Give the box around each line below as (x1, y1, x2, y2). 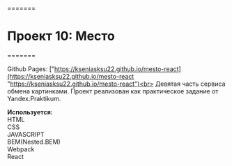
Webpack (7, 144, 35, 153)
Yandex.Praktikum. (7, 94, 61, 103)
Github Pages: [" (7, 64, 55, 73)
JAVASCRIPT (7, 130, 45, 138)
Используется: (7, 107, 54, 116)
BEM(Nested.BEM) (7, 137, 61, 146)
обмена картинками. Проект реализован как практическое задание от (7, 86, 219, 95)
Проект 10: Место (7, 29, 115, 44)
